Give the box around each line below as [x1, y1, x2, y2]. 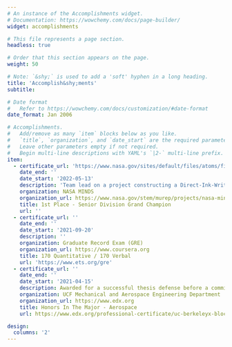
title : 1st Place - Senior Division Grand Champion [19, 201, 171, 208]
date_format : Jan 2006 [7, 111, 72, 118]
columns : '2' [13, 329, 51, 336]
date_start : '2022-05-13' [19, 176, 95, 182]
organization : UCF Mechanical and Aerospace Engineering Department [19, 291, 221, 298]
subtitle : [7, 86, 36, 93]
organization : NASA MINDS [19, 188, 95, 195]
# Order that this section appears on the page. [7, 55, 150, 62]
